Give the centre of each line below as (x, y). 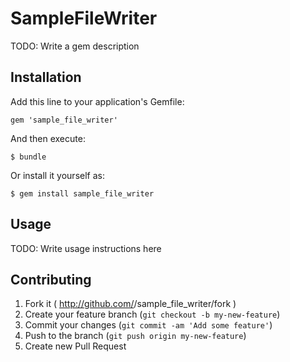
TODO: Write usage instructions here (86, 248)
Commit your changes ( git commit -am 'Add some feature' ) (148, 325)
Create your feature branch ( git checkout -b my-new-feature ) (152, 314)
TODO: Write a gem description (75, 46)
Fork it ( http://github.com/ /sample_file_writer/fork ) (130, 304)
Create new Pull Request (75, 346)
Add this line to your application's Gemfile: (97, 101)
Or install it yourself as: (57, 175)
